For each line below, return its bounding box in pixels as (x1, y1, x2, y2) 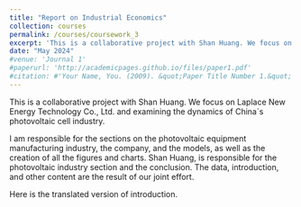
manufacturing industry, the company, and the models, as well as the (9, 142, 266, 153)
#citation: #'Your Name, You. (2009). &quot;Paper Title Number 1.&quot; (9, 72, 293, 81)
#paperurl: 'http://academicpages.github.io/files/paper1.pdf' (9, 64, 252, 73)
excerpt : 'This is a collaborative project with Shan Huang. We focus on (9, 38, 293, 48)
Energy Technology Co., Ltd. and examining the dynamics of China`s (9, 105, 264, 117)
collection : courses (9, 22, 87, 31)
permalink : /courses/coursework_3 (9, 30, 140, 39)
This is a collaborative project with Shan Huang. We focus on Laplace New (9, 96, 286, 107)
